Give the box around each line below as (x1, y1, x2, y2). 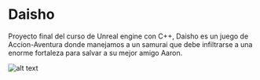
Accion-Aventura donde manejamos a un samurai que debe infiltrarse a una (8, 39, 253, 49)
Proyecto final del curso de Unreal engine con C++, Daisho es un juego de (8, 31, 249, 41)
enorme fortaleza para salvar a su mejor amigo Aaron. (8, 48, 183, 57)
